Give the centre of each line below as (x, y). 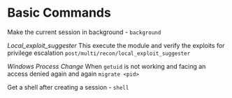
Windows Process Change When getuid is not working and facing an (107, 66)
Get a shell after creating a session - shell (68, 87)
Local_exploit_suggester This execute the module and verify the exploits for (116, 45)
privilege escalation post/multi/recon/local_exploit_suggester (99, 53)
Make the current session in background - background (84, 32)
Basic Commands (59, 13)
